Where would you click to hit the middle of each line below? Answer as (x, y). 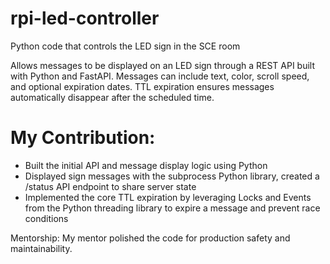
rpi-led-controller (85, 18)
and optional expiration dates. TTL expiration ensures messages (142, 86)
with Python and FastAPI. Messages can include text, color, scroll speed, (160, 76)
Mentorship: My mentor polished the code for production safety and (150, 238)
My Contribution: (83, 138)
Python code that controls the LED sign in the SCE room (125, 46)
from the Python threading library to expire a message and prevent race (172, 208)
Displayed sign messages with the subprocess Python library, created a (172, 176)
